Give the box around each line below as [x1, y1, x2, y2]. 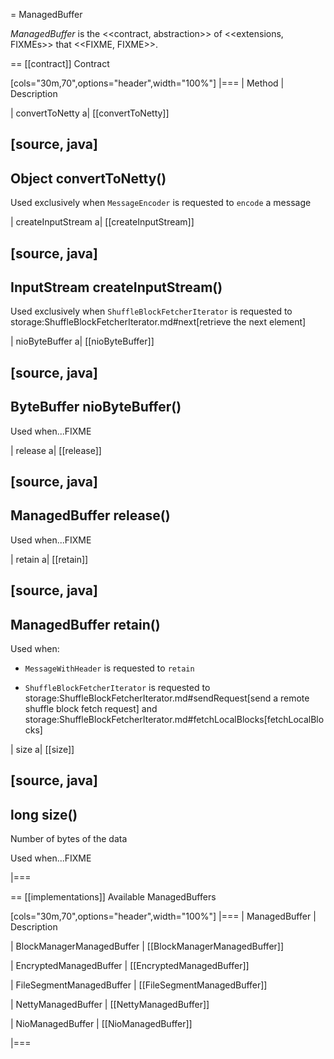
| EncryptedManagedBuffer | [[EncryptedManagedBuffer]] [10, 960, 250, 972]
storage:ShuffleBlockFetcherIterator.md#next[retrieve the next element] [10, 316, 307, 328]
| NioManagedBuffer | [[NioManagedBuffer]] [10, 1018, 193, 1030]
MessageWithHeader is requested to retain [24, 662, 195, 674]
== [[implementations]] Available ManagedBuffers [10, 891, 217, 903]
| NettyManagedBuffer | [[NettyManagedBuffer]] [10, 999, 210, 1011]
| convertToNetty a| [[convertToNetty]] [10, 107, 170, 119]
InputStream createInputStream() [10, 279, 223, 296]
